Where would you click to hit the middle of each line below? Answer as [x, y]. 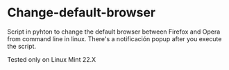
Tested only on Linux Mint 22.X [52, 59]
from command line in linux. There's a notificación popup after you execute [114, 38]
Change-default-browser [82, 13]
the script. [22, 46]
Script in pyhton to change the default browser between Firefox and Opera [114, 32]
